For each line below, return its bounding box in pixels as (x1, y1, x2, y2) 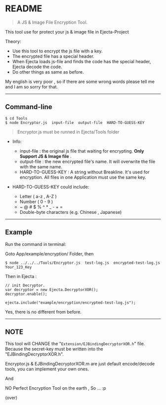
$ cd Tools (5, 116, 28, 121)
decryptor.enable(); (5, 291, 48, 296)
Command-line (5, 103, 53, 111)
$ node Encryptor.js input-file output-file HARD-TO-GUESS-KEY (5, 120, 145, 125)
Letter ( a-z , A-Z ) (19, 193, 57, 199)
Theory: (5, 38, 21, 44)
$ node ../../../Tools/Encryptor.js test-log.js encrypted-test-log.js (5, 260, 161, 265)
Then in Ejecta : (5, 273, 37, 279)
